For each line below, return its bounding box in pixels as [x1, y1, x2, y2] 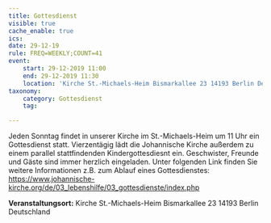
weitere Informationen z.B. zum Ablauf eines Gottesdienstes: [8, 166, 210, 175]
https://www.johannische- [8, 175, 95, 184]
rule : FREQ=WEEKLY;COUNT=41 [8, 49, 103, 57]
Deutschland [8, 207, 51, 217]
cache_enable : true [8, 27, 74, 35]
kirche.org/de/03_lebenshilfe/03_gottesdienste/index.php [8, 183, 200, 192]
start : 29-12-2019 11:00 [23, 65, 106, 73]
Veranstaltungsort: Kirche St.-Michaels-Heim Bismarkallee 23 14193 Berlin [8, 199, 259, 208]
